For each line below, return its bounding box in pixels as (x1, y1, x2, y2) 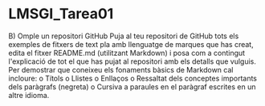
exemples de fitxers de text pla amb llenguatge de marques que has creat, (8, 39, 255, 49)
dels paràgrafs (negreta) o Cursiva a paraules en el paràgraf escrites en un (8, 81, 256, 92)
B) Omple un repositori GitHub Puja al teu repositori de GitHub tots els (8, 31, 239, 41)
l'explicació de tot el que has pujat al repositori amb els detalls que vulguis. (8, 57, 257, 66)
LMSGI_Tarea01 (8, 5, 114, 23)
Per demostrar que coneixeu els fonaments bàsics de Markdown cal (8, 65, 234, 74)
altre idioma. (8, 90, 50, 100)
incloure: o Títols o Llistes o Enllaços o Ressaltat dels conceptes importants (8, 73, 258, 83)
